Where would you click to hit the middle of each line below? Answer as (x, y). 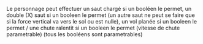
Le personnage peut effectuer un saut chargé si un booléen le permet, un (99, 9)
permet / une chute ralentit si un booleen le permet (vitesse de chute (93, 28)
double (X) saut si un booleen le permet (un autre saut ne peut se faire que (101, 15)
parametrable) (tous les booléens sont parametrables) (75, 34)
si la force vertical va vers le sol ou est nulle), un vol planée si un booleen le (102, 21)
